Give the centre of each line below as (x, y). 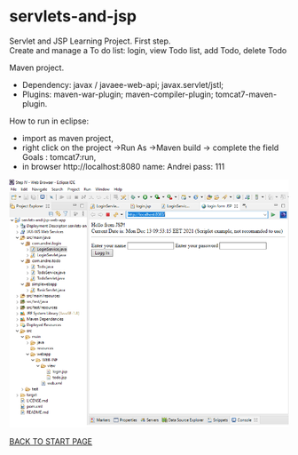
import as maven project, (67, 138)
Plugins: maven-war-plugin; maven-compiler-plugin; (118, 94)
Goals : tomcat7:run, (59, 156)
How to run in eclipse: (49, 121)
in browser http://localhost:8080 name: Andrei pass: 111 (123, 166)
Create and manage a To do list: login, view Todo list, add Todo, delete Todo (148, 50)
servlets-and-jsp (73, 16)
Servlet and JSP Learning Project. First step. (90, 41)
